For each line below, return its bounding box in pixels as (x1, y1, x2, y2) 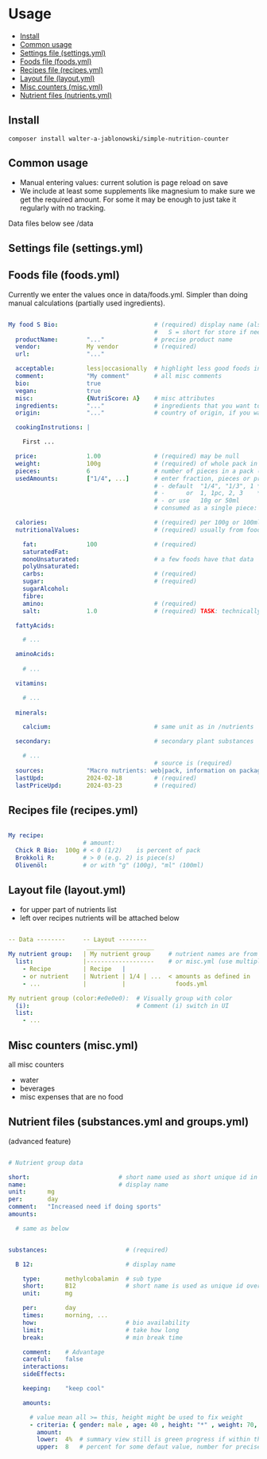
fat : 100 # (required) (22, 540, 197, 549)
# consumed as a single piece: (153, 504, 258, 513)
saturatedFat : (22, 548, 69, 556)
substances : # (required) (8, 1245, 169, 1254)
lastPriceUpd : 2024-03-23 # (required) (15, 781, 197, 789)
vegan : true (15, 387, 102, 395)
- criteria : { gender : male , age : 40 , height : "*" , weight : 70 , (29, 1421, 258, 1429)
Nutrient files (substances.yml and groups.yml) (8, 1115, 249, 1129)
